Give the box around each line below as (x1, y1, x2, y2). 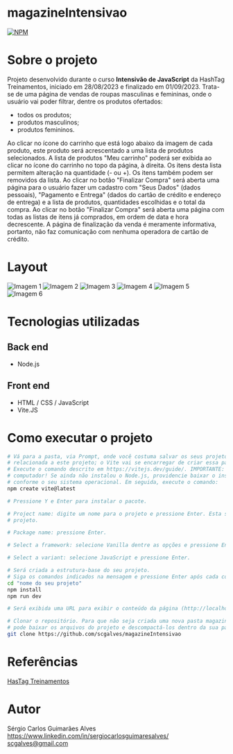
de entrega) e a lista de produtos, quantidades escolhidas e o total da (7, 198, 206, 206)
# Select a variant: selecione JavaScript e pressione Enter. (7, 554, 191, 562)
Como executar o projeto (7, 430, 153, 446)
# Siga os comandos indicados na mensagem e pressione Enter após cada (7, 573, 218, 580)
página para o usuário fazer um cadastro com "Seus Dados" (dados (7, 183, 201, 192)
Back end (7, 342, 49, 353)
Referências (7, 654, 78, 670)
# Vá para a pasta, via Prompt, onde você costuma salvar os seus (7, 453, 203, 460)
